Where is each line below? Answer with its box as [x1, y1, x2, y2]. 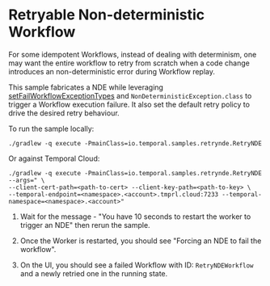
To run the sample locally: [8, 124, 95, 133]
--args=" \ [8, 176, 45, 184]
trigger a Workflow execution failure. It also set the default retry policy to [8, 99, 251, 109]
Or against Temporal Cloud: [8, 154, 100, 163]
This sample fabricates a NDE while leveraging [8, 82, 164, 92]
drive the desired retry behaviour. [8, 107, 120, 118]
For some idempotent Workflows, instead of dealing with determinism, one [8, 49, 257, 59]
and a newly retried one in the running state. [19, 268, 168, 278]
